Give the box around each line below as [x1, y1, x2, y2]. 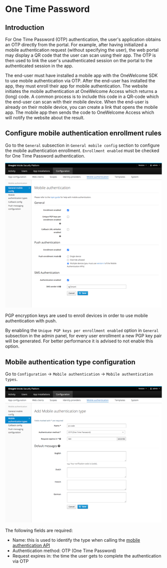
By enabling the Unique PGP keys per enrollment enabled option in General [5, 327, 159, 333]
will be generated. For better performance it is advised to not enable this [5, 338, 153, 344]
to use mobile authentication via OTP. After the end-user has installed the [5, 78, 156, 83]
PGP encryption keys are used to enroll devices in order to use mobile [5, 313, 148, 319]
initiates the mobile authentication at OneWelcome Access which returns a [5, 88, 158, 94]
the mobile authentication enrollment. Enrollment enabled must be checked [5, 148, 160, 154]
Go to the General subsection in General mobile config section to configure [5, 142, 160, 148]
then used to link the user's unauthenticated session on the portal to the [5, 58, 153, 63]
